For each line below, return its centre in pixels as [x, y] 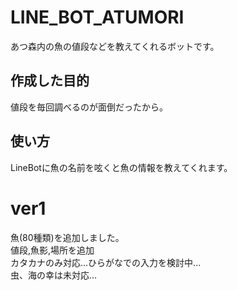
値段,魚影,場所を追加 [52, 250]
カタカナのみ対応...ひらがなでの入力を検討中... [106, 262]
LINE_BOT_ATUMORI [97, 17]
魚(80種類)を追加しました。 [67, 237]
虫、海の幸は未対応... [54, 275]
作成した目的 [50, 81]
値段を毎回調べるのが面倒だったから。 [89, 107]
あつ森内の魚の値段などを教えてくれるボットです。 [115, 46]
